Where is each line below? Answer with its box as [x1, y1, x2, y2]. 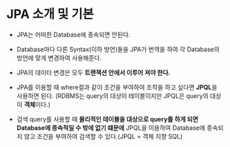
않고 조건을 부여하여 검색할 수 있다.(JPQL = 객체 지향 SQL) [23, 132, 183, 140]
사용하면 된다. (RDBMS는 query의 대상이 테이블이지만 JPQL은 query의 [16, 91, 209, 100]
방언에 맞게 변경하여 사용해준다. [16, 53, 102, 62]
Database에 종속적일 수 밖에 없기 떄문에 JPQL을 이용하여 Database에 [16, 124, 205, 132]
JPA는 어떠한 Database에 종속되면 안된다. [16, 30, 131, 39]
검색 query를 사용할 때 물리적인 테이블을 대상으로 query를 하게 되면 [16, 115, 198, 123]
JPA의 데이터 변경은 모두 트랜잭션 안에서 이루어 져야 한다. [16, 68, 171, 77]
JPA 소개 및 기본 [6, 6, 94, 22]
